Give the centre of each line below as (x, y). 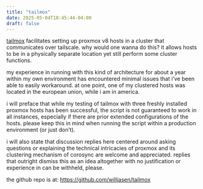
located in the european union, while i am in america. (73, 92)
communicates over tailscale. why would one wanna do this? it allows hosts (102, 47)
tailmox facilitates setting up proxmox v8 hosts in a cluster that (85, 41)
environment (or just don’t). (41, 130)
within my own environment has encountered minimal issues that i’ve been (101, 79)
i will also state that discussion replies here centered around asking (91, 142)
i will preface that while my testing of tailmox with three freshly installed (97, 104)
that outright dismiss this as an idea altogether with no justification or (94, 161)
